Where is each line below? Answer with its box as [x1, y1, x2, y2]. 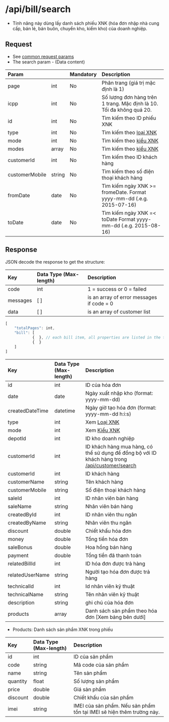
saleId [8, 495, 22, 502]
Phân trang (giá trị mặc [101, 79, 156, 86]
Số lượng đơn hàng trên [101, 94, 157, 101]
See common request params [12, 53, 74, 59]
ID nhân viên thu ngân [85, 511, 137, 518]
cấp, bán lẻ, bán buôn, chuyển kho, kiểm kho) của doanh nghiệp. [12, 25, 147, 31]
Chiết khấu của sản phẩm [73, 694, 134, 701]
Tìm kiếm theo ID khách [101, 153, 157, 161]
